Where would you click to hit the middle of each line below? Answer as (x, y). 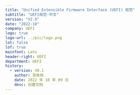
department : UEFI (24, 61)
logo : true (17, 33)
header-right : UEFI (26, 57)
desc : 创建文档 (29, 84)
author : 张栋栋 (29, 75)
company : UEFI (20, 29)
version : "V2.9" (22, 19)
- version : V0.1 (27, 71)
